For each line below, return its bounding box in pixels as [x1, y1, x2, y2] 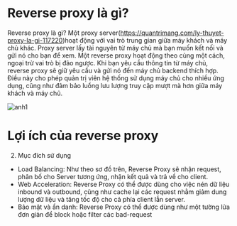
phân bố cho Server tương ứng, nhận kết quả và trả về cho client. [17, 172, 208, 181]
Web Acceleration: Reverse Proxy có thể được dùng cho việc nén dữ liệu [17, 180, 230, 188]
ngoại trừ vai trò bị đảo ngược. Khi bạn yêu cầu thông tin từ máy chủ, [7, 58, 208, 67]
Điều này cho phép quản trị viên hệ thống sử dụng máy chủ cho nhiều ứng [7, 73, 225, 82]
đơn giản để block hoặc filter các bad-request [17, 210, 153, 218]
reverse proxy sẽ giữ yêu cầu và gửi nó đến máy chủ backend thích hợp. [7, 66, 219, 75]
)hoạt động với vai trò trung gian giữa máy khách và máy [62, 36, 228, 44]
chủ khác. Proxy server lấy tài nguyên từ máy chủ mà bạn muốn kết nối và [7, 43, 224, 52]
